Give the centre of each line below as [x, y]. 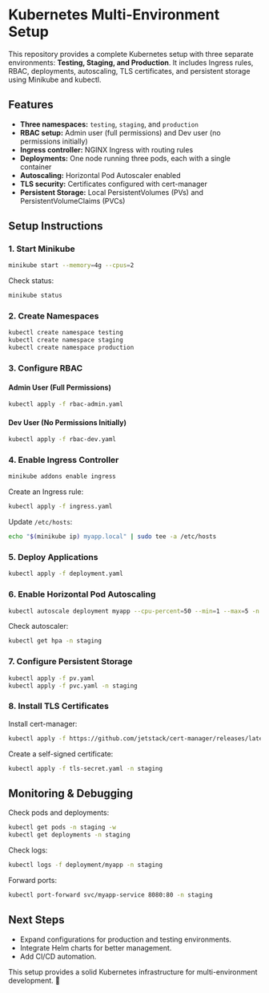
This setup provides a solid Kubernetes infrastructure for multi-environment [133, 971]
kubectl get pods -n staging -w [62, 828]
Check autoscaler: [38, 626]
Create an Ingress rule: [46, 492]
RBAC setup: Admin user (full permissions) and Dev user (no [120, 132]
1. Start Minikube [42, 249]
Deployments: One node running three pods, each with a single [125, 158]
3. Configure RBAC [46, 368]
